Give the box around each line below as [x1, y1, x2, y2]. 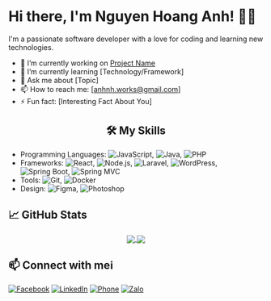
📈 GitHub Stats [8, 208, 87, 222]
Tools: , [19, 175, 62, 185]
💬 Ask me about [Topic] [19, 75, 100, 85]
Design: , [19, 183, 79, 193]
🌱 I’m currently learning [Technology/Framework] [19, 66, 184, 76]
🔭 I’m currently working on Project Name [19, 58, 156, 68]
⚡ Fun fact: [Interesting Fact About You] [19, 96, 152, 106]
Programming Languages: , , [19, 149, 183, 159]
